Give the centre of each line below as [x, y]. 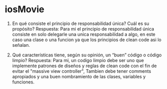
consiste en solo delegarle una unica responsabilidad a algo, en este [84, 34]
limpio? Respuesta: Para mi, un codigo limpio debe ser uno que [78, 60]
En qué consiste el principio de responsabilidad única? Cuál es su [80, 23]
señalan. [21, 45]
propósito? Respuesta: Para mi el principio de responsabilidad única [83, 28]
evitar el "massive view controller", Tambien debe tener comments [81, 71]
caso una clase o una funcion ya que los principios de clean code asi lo [87, 40]
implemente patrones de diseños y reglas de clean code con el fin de [84, 66]
